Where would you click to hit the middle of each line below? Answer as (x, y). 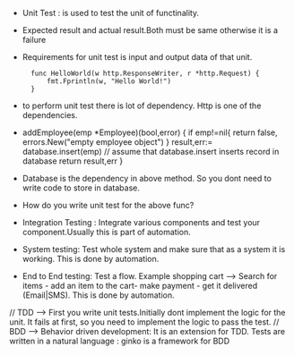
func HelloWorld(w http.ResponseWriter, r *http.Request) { (145, 73)
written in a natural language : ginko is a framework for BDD (120, 341)
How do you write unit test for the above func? (108, 205)
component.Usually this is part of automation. (106, 232)
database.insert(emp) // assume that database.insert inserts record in (151, 152)
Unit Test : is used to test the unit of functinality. (111, 13)
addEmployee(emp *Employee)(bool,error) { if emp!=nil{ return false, (150, 132)
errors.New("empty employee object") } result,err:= (117, 142)
